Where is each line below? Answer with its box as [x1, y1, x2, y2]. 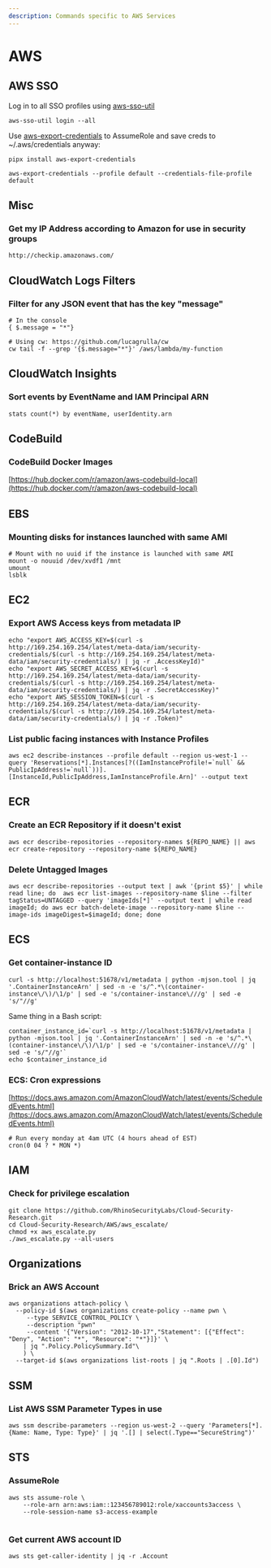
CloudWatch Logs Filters [8, 273, 136, 287]
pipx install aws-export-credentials [8, 155, 136, 163]
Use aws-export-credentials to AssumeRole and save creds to [8, 131, 217, 141]
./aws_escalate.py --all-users [8, 1235, 114, 1243]
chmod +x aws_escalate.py [8, 1227, 96, 1236]
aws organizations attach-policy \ [8, 1300, 129, 1308]
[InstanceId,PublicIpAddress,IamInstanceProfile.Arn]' [8, 773, 198, 782]
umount [8, 564, 31, 573]
